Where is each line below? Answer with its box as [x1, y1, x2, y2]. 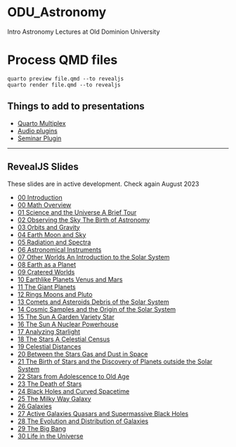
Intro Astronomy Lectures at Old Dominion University [7, 27, 160, 36]
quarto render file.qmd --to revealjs [7, 81, 121, 88]
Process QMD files [7, 52, 118, 68]
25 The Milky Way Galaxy [17, 394, 91, 403]
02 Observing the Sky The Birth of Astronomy [17, 215, 150, 224]
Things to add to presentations [7, 100, 145, 112]
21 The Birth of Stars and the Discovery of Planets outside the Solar [17, 357, 213, 366]
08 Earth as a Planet [17, 260, 76, 269]
